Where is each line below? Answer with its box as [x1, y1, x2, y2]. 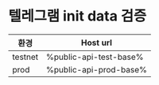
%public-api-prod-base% [46, 64, 147, 75]
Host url [80, 37, 113, 48]
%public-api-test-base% [46, 51, 145, 62]
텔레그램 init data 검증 [8, 7, 147, 25]
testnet [12, 51, 39, 62]
